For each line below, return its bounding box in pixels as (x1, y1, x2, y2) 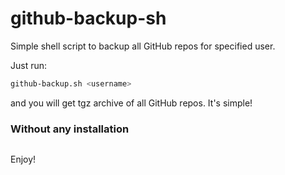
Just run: (10, 59, 48, 71)
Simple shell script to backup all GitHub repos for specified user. (10, 40, 276, 52)
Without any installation (10, 122, 130, 136)
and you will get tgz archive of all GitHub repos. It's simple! (10, 97, 253, 109)
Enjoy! (10, 153, 37, 166)
